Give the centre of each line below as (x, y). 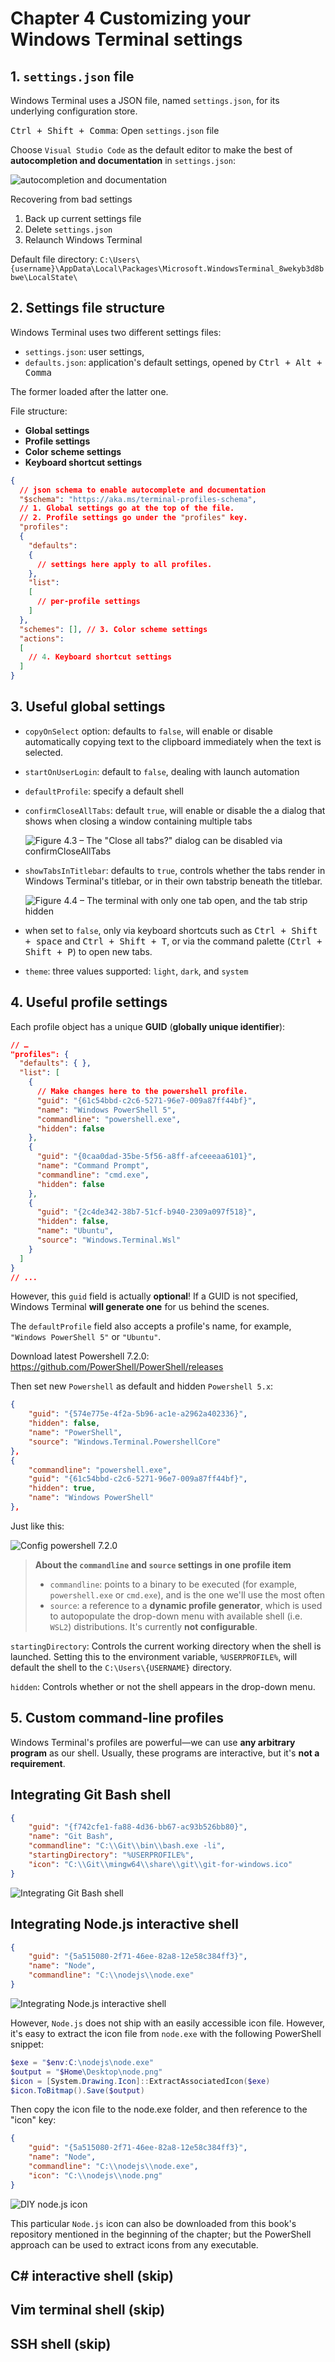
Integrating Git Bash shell (91, 1795)
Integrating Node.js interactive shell (124, 1924)
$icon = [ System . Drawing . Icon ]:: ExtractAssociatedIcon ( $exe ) (140, 2081)
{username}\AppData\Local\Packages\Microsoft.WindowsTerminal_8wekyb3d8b (167, 269)
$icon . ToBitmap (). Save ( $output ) (77, 2090)
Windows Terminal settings (126, 39)
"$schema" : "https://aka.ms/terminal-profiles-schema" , (138, 499)
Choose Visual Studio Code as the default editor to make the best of (151, 150)
